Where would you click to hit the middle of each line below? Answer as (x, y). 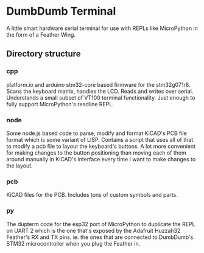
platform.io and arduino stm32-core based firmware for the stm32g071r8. (98, 84)
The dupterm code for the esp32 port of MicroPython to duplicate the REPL (101, 224)
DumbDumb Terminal (61, 11)
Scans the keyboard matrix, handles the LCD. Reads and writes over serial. (100, 91)
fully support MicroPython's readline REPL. (60, 104)
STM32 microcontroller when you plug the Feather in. (73, 243)
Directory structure (44, 54)
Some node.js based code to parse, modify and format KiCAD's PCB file (97, 133)
